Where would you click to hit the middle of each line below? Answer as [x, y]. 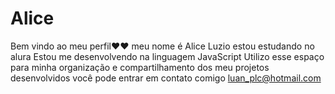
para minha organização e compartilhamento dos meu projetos [140, 67]
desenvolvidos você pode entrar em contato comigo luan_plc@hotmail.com [166, 78]
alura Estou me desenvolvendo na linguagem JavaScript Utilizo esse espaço [167, 56]
